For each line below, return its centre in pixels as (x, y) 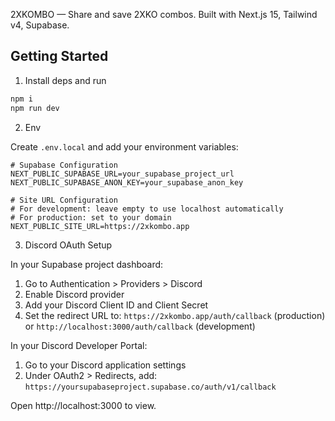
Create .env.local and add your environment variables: (124, 146)
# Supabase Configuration (64, 165)
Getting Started (59, 56)
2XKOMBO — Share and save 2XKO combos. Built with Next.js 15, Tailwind (164, 14)
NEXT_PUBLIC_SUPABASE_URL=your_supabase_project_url (122, 174)
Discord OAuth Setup (68, 245)
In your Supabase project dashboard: (87, 264)
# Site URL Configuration (64, 200)
